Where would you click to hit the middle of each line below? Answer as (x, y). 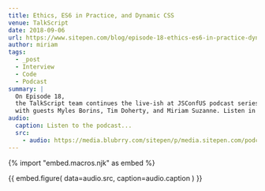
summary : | (26, 89)
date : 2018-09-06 (37, 30)
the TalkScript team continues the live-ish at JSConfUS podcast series (137, 103)
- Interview (35, 67)
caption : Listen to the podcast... (74, 125)
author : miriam (33, 45)
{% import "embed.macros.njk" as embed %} (82, 163)
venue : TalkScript (38, 23)
